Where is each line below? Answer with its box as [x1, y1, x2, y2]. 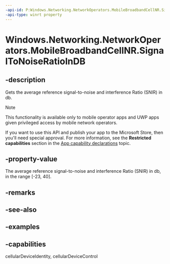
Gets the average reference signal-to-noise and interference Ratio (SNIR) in [5, 89, 163, 95]
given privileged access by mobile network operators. [5, 120, 118, 126]
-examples [5, 222, 40, 231]
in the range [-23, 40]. [5, 173, 52, 180]
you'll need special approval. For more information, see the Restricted [5, 135, 152, 141]
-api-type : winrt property [5, 12, 62, 17]
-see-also [5, 206, 37, 214]
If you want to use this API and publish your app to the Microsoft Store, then [5, 129, 163, 135]
